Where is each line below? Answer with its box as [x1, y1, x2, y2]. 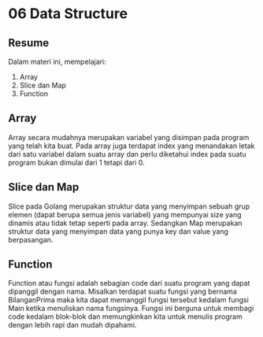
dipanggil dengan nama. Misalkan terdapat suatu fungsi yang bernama [8, 287, 238, 296]
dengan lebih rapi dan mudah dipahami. [8, 320, 137, 330]
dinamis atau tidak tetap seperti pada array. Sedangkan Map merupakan [8, 218, 243, 228]
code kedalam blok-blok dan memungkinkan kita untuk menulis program [8, 312, 243, 321]
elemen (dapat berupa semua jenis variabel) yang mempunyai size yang [8, 209, 242, 219]
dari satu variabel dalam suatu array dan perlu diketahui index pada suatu [8, 149, 246, 158]
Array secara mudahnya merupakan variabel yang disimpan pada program [8, 132, 250, 142]
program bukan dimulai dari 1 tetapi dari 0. [8, 157, 146, 167]
